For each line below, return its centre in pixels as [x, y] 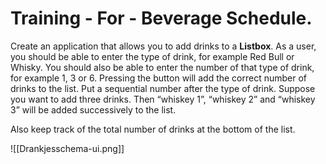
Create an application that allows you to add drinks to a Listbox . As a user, [163, 46]
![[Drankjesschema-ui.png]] [67, 148]
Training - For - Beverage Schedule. [161, 18]
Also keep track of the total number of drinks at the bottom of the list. [153, 129]
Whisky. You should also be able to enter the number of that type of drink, [162, 67]
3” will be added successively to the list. [93, 109]
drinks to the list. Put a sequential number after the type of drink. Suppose [163, 88]
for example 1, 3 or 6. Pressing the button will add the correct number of [159, 78]
